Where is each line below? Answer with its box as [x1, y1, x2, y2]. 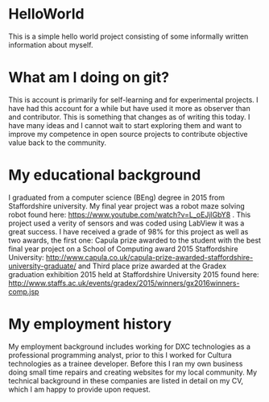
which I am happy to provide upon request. [8, 384, 151, 394]
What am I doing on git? [8, 68, 170, 87]
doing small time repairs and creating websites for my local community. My [8, 367, 258, 377]
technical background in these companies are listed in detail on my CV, [8, 375, 244, 385]
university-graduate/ [8, 261, 77, 271]
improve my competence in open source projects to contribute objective [8, 129, 248, 139]
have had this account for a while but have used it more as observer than [8, 103, 251, 113]
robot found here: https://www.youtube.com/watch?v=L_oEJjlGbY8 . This [8, 209, 251, 219]
